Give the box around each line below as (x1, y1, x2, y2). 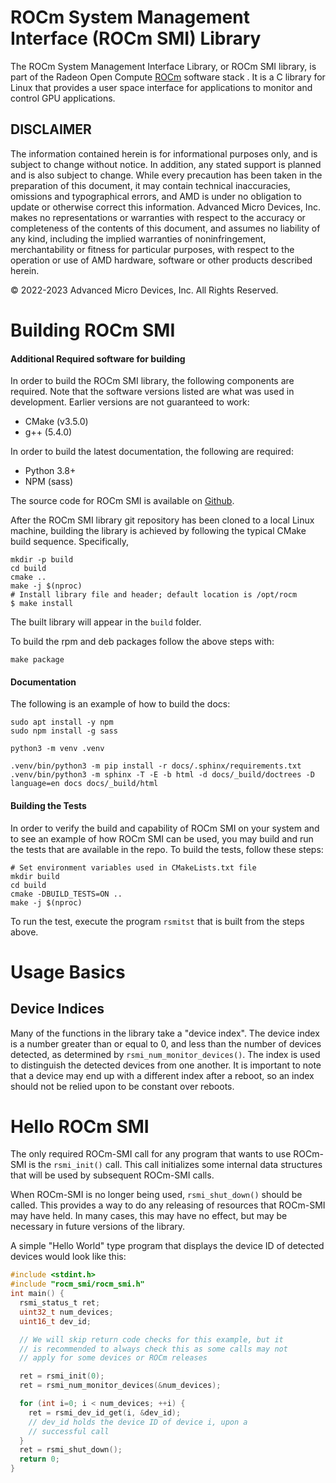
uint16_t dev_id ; (19, 1316, 92, 1326)
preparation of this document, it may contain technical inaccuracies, (10, 179, 291, 191)
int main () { (10, 1289, 65, 1299)
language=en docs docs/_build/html (10, 779, 159, 789)
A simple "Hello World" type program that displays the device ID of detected (10, 1240, 325, 1252)
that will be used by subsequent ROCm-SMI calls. (10, 1169, 215, 1181)
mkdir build (10, 871, 60, 881)
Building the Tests (10, 799, 87, 811)
